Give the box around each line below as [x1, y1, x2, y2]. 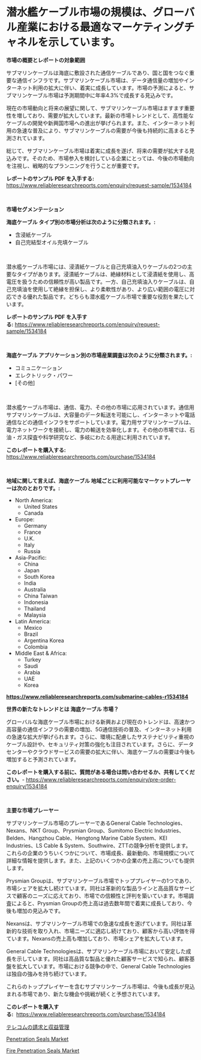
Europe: [14, 515, 35, 523]
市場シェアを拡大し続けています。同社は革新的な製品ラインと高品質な [6, 884, 179, 891]
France [23, 529, 42, 536]
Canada [23, 509, 44, 517]
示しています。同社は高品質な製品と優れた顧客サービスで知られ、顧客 [16, 955, 190, 962]
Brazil [23, 630, 38, 638]
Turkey [23, 656, 41, 663]
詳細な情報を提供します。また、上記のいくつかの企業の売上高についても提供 [6, 857, 195, 864]
